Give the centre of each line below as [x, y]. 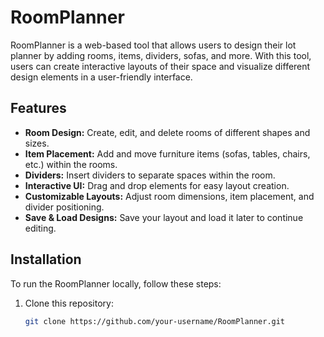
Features [38, 108]
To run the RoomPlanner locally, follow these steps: [116, 283]
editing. [40, 228]
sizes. [37, 143]
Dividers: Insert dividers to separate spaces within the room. [150, 175]
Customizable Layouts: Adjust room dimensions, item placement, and [169, 196]
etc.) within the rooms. [71, 164]
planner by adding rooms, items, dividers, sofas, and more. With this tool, [161, 55]
